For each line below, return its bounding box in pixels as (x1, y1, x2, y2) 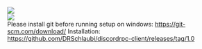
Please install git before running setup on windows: (7, 20, 154, 28)
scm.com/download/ (7, 27, 67, 35)
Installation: (67, 27, 101, 35)
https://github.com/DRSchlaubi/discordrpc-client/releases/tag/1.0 (7, 35, 195, 42)
